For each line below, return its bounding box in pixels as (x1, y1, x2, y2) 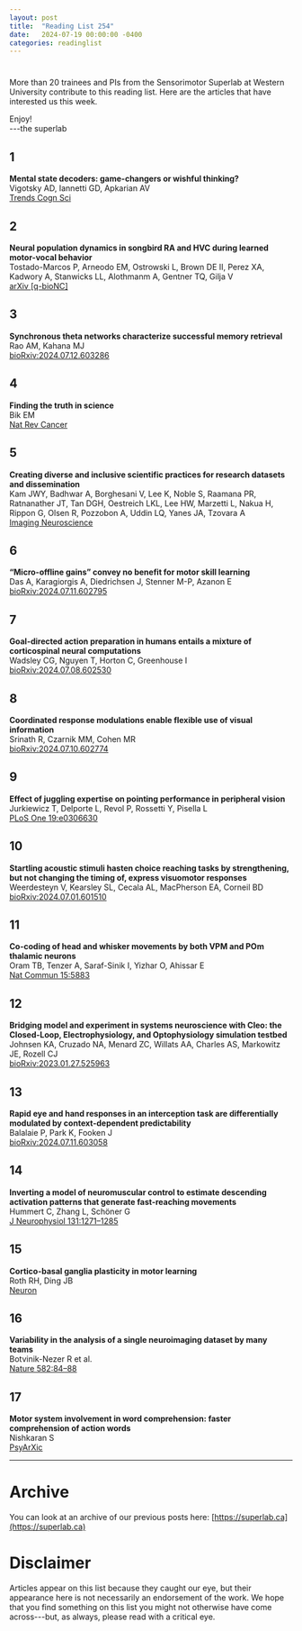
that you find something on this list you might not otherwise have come (9, 1602, 272, 1613)
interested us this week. (9, 96, 98, 107)
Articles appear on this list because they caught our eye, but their (9, 1582, 252, 1594)
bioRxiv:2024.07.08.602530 (9, 665, 112, 675)
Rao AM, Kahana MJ (9, 340, 85, 351)
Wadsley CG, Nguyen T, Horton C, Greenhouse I (9, 655, 188, 666)
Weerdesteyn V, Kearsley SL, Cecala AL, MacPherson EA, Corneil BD (9, 882, 263, 893)
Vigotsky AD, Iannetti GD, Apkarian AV (9, 183, 151, 194)
